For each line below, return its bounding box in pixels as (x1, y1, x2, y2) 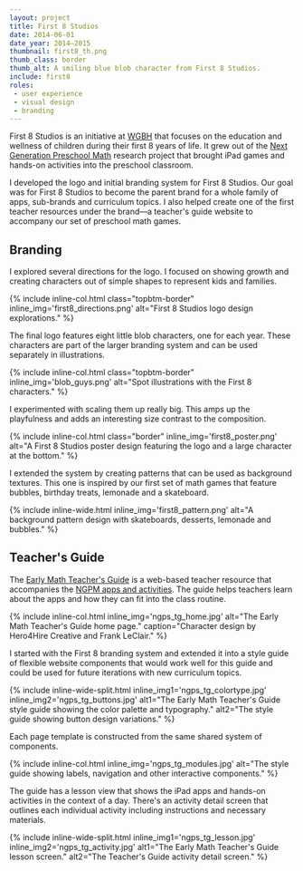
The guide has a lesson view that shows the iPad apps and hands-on (9, 785, 267, 796)
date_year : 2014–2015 (9, 38, 91, 48)
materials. (9, 814, 47, 825)
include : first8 (9, 73, 71, 82)
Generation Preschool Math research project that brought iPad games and (9, 150, 285, 161)
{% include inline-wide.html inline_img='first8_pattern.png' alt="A (9, 505, 254, 516)
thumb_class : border (9, 55, 88, 64)
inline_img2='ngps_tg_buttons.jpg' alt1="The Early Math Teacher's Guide (9, 694, 281, 705)
